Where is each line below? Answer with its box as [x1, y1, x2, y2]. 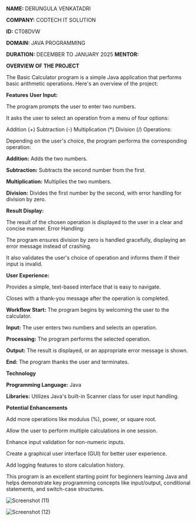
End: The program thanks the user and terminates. [6, 358, 129, 365]
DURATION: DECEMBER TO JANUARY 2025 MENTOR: [6, 51, 139, 58]
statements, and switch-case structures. [6, 486, 104, 493]
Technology [6, 370, 37, 377]
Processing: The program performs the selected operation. [6, 335, 151, 342]
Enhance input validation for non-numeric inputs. [6, 439, 125, 445]
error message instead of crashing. [6, 242, 92, 250]
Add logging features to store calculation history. [6, 461, 125, 468]
